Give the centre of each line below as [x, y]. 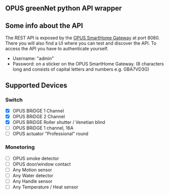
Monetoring [20, 147]
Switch [14, 100]
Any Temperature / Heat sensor [45, 187]
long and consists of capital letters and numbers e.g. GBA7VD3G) [81, 69]
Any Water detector [33, 175]
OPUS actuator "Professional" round [50, 134]
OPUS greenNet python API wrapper [64, 8]
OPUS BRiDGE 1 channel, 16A [43, 128]
